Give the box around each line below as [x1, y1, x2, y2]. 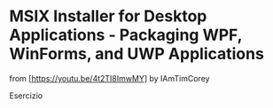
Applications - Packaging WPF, [9, 25, 242, 45]
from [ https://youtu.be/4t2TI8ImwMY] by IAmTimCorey [9, 73, 210, 83]
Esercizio [9, 90, 43, 101]
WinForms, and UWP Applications [9, 44, 264, 64]
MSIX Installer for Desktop [9, 6, 207, 27]
